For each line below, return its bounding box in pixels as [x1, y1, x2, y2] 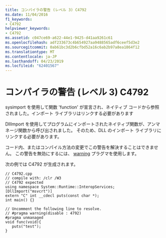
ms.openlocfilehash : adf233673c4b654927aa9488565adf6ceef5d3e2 [5, 40, 140, 45]
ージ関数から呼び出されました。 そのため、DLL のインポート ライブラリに [9, 128, 161, 134]
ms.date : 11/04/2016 [5, 12, 48, 17]
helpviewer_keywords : [5, 26, 50, 31]
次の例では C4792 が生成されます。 [5, 161, 78, 167]
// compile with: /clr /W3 [5, 176, 61, 181]
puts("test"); [11, 224, 41, 229]
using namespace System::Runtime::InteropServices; [5, 184, 115, 190]
